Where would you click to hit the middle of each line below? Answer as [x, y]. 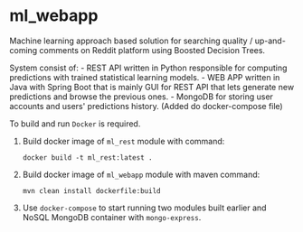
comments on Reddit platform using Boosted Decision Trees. [152, 50]
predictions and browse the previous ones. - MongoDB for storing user [142, 97]
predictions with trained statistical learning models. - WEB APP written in [145, 77]
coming [24, 50]
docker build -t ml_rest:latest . [87, 158]
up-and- [270, 41]
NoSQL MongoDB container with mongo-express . [112, 217]
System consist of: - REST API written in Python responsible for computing [148, 68]
